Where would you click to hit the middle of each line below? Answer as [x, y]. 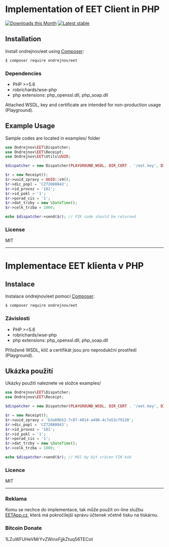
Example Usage [30, 126]
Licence [15, 470]
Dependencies [23, 73]
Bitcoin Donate [24, 528]
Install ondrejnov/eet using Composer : [45, 51]
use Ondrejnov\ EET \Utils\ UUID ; [38, 157]
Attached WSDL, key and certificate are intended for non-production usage [83, 105]
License [15, 230]
